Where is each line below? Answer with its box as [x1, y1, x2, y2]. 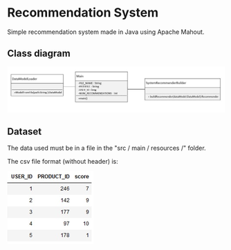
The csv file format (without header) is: [7, 157, 119, 166]
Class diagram [7, 48, 71, 59]
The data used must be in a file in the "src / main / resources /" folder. [7, 144, 206, 153]
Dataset [7, 126, 42, 137]
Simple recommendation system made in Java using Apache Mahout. [7, 28, 205, 36]
